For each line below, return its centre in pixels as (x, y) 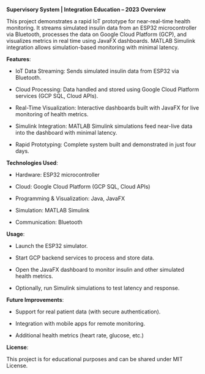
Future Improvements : (35, 300)
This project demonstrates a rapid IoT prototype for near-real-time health (99, 21)
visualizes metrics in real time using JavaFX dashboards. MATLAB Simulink (101, 41)
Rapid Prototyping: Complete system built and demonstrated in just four (106, 144)
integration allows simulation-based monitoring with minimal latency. (93, 47)
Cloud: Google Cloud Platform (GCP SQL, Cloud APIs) (83, 186)
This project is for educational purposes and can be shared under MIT (95, 359)
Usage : (16, 234)
